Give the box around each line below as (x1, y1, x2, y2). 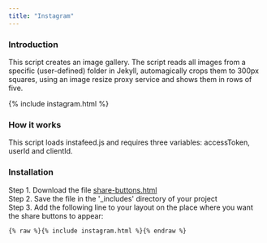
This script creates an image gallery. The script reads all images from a (8, 57, 246, 67)
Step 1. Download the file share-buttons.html (8, 184, 157, 195)
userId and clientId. (8, 146, 73, 156)
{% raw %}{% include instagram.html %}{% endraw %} (8, 227, 187, 235)
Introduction (8, 38, 58, 50)
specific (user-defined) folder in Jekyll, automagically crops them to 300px (8, 66, 260, 76)
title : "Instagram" (8, 11, 75, 20)
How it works (8, 119, 62, 130)
